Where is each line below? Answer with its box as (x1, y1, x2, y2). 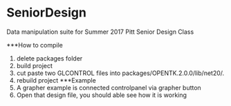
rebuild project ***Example (16, 76, 96, 84)
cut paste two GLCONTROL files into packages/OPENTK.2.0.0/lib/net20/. (16, 69, 225, 77)
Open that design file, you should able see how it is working (16, 91, 187, 99)
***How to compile (6, 41, 63, 49)
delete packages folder (16, 54, 83, 63)
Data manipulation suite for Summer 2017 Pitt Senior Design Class (6, 28, 194, 36)
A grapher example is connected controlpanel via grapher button (16, 83, 201, 92)
